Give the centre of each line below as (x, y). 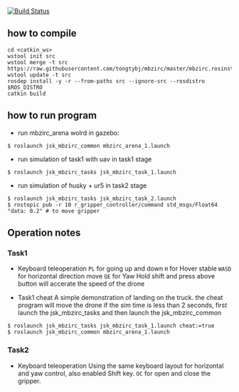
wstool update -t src (39, 75)
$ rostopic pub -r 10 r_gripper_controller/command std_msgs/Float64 (113, 205)
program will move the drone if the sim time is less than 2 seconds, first (122, 305)
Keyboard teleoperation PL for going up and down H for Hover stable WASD (124, 268)
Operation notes (44, 233)
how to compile (42, 33)
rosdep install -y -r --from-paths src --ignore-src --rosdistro (106, 81)
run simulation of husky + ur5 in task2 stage (82, 185)
